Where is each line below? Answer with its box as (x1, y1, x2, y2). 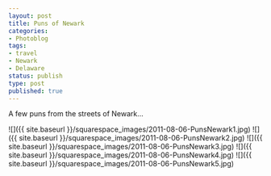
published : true (8, 86, 63, 95)
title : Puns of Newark (8, 19, 85, 27)
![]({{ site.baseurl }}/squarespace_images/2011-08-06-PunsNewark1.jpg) (8, 124, 252, 134)
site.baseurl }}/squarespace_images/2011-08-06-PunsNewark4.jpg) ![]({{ (8, 150, 252, 160)
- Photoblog (8, 34, 48, 43)
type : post (8, 79, 45, 87)
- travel (8, 49, 38, 57)
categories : (8, 27, 48, 35)
